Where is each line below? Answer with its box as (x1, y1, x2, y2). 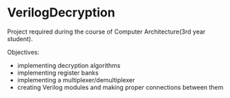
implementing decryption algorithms (17, 61, 121, 69)
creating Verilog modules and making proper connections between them (17, 83, 224, 91)
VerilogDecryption (7, 5, 115, 21)
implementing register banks (17, 69, 99, 77)
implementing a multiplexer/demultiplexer (17, 75, 135, 84)
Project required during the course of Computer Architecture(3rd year (7, 27, 206, 36)
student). (7, 34, 33, 42)
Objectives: (7, 48, 39, 56)
